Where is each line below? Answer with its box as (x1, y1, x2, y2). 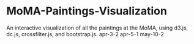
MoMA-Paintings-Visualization (6, 4, 167, 18)
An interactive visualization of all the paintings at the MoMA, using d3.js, (6, 24, 188, 31)
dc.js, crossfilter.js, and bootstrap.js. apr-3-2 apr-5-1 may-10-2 (6, 30, 164, 37)
